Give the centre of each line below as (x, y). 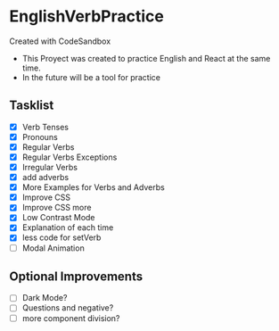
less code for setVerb (62, 237)
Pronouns (40, 137)
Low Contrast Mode (58, 218)
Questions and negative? (68, 308)
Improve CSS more (57, 208)
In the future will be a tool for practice (91, 77)
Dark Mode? (45, 298)
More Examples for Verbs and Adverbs (93, 187)
